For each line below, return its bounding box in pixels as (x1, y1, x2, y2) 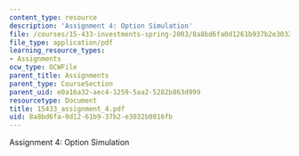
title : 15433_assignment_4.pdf (9, 104, 125, 113)
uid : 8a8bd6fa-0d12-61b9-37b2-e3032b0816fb (9, 112, 174, 121)
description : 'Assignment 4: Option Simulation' (9, 21, 193, 30)
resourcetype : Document (9, 95, 98, 105)
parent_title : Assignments (9, 71, 109, 80)
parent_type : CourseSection (9, 79, 114, 88)
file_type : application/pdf (9, 37, 114, 47)
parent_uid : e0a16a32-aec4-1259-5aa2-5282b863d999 (9, 87, 201, 96)
